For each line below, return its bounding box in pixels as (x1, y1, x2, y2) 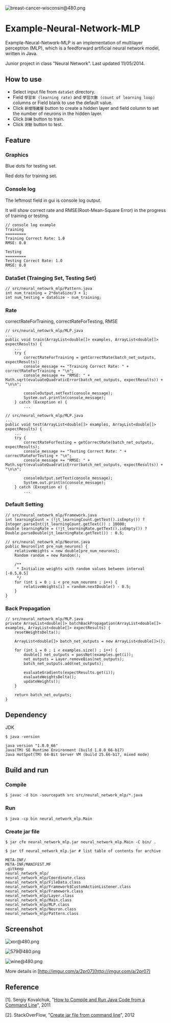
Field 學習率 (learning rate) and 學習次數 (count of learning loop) (12, 94, 155, 100)
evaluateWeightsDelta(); (23, 674, 77, 679)
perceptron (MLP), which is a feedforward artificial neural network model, (5, 45, 160, 51)
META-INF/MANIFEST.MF (5, 862, 52, 867)
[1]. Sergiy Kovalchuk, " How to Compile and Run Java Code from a (5, 996, 145, 1003)
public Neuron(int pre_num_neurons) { (5, 544, 88, 549)
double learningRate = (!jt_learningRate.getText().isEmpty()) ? (5, 526, 147, 531)
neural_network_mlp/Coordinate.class (5, 875, 86, 881)
